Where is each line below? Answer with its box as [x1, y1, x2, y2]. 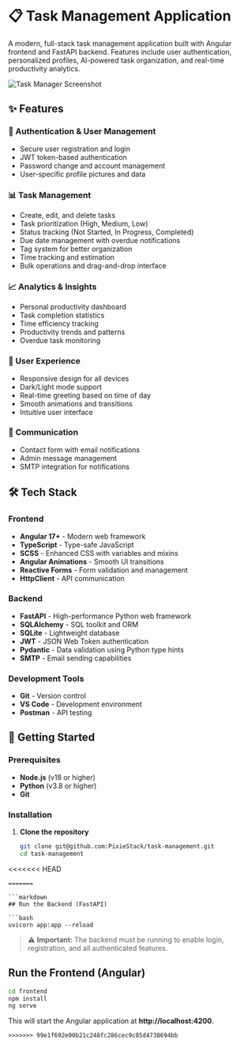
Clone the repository [19, 827, 89, 837]
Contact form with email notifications [19, 445, 141, 455]
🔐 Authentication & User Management [8, 126, 156, 137]
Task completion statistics [19, 310, 105, 320]
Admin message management [19, 453, 117, 462]
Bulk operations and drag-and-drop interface [19, 261, 167, 270]
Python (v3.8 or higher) [19, 781, 97, 790]
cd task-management [19, 850, 84, 858]
